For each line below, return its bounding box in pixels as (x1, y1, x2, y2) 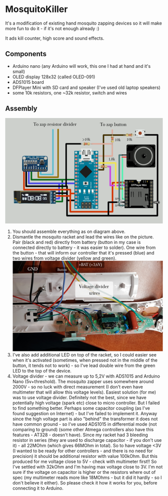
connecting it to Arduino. (12, 485, 63, 491)
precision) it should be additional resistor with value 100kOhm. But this (12, 453, 157, 459)
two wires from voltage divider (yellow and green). (12, 255, 116, 262)
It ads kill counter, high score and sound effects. (5, 35, 104, 41)
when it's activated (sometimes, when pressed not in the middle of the (12, 357, 157, 363)
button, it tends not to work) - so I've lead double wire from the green (12, 362, 155, 368)
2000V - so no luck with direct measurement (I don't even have (12, 384, 143, 390)
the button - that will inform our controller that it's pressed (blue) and (12, 250, 154, 256)
